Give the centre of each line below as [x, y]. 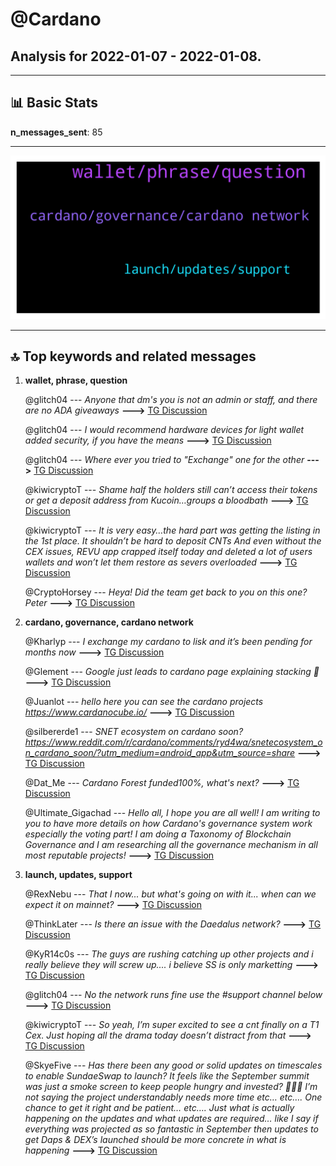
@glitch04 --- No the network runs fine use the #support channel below [173, 995]
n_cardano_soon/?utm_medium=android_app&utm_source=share [160, 753]
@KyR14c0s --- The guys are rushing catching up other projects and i [169, 954]
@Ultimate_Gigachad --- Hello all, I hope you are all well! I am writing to [172, 813]
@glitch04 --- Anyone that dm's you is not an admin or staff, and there [171, 400]
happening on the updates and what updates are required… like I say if [171, 1119]
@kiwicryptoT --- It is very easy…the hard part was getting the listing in [172, 530]
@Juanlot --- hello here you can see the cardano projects [144, 702]
